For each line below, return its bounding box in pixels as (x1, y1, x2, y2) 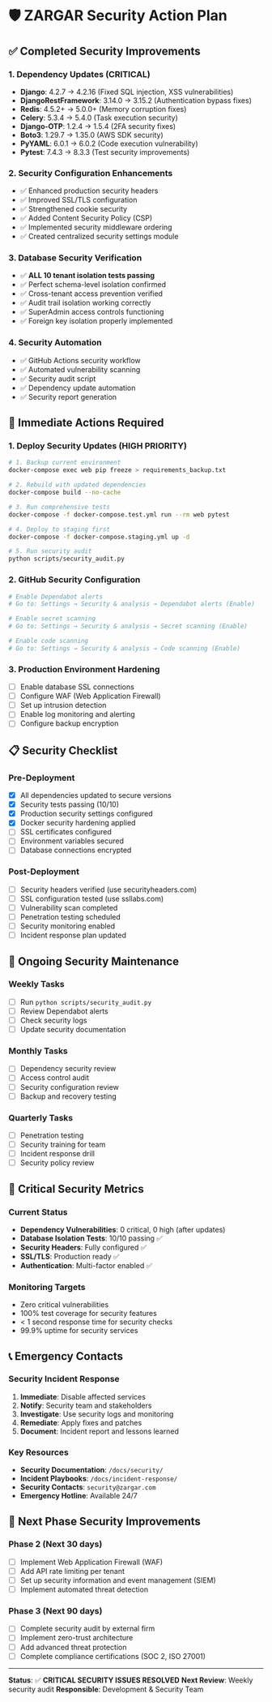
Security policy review (19, 1158, 95, 1168)
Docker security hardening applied (19, 818, 136, 828)
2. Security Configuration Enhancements (8, 167, 173, 178)
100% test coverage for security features (19, 1309, 158, 1318)
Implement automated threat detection (19, 1584, 148, 1594)
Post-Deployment (8, 866, 79, 877)
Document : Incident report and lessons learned (19, 1426, 180, 1436)
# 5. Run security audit (8, 547, 92, 555)
